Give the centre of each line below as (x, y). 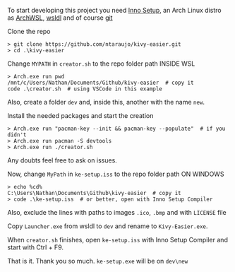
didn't (17, 135)
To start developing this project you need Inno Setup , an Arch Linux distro (114, 10)
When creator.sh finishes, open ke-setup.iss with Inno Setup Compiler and (117, 240)
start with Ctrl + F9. (35, 247)
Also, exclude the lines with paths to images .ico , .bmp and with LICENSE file (117, 212)
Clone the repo (29, 31)
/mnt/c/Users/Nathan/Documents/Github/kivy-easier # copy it (101, 83)
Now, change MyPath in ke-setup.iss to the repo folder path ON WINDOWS (116, 174)
